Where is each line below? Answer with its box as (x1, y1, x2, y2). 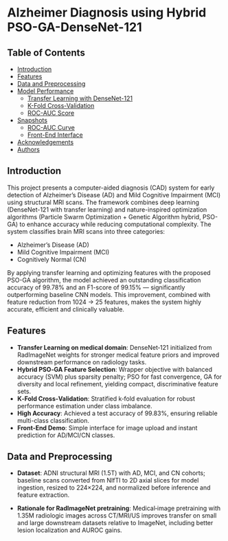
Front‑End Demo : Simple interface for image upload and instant (16, 423, 198, 432)
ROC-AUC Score (27, 109, 75, 117)
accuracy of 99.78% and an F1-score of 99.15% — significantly (7, 283, 185, 291)
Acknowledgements (16, 138, 74, 146)
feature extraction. (16, 491, 70, 499)
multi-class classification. (16, 416, 89, 424)
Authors (16, 146, 40, 153)
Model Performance (16, 87, 74, 95)
